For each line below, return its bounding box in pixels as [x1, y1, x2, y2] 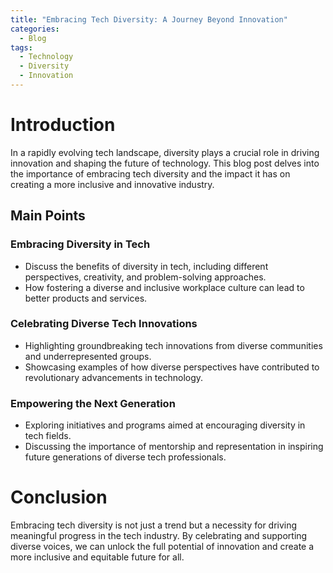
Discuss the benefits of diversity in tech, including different [24, 260, 269, 272]
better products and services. [24, 292, 148, 304]
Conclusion [10, 486, 108, 509]
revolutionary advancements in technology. [24, 371, 204, 383]
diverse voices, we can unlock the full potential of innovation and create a [10, 541, 315, 553]
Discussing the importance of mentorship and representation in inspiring [24, 441, 324, 453]
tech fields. [24, 430, 72, 442]
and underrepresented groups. [24, 350, 152, 362]
